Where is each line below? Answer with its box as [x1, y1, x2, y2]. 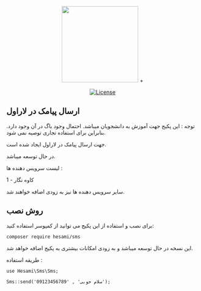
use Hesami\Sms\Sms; [6, 268, 59, 274]
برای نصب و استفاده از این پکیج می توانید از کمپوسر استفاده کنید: [6, 221, 155, 229]
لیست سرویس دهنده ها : [6, 164, 63, 171]
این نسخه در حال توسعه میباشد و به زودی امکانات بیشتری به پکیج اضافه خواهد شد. [6, 244, 194, 251]
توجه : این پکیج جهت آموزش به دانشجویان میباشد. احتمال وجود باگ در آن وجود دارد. [6, 122, 196, 129]
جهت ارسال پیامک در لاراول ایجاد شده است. [6, 140, 107, 148]
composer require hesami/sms [6, 234, 81, 240]
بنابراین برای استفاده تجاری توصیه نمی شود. [6, 129, 106, 136]
